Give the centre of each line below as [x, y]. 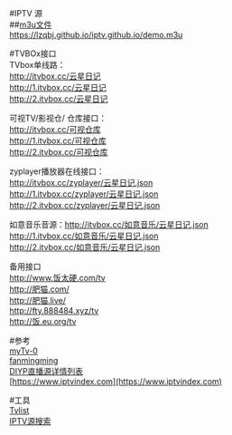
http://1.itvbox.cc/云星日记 [58, 87]
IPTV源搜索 [30, 421]
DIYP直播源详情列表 [46, 371]
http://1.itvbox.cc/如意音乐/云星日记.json [84, 236]
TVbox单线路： [37, 65]
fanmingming [34, 360]
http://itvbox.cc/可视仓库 [55, 129]
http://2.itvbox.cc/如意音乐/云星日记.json [85, 247]
